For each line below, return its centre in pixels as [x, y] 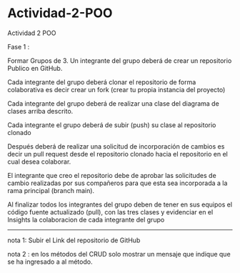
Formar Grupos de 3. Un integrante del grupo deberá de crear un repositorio [120, 60]
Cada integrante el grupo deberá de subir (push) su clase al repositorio [112, 125]
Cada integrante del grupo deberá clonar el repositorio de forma [102, 82]
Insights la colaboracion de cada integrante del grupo [86, 219]
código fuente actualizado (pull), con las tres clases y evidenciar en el [110, 212]
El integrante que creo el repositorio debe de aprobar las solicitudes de [112, 175]
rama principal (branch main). [51, 190]
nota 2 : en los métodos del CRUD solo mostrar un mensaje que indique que [119, 254]
